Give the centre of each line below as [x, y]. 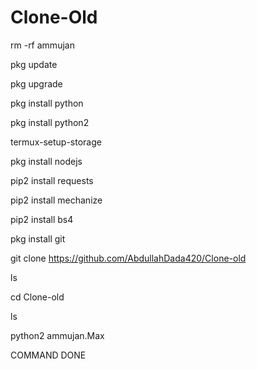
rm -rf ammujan [42, 45]
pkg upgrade [36, 83]
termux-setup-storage [56, 142]
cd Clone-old [37, 297]
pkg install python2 [50, 122]
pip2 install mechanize [56, 200]
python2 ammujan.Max [57, 335]
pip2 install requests [52, 180]
